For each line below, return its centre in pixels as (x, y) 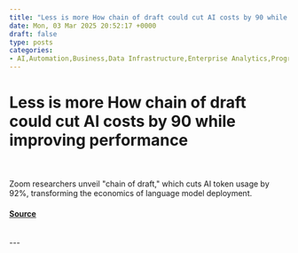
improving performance (99, 141)
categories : (31, 51)
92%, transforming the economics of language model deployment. (131, 193)
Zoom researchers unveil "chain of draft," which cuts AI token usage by (140, 184)
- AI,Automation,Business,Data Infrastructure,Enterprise (118, 59)
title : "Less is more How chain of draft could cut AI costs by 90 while (149, 17)
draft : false (33, 34)
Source (23, 213)
